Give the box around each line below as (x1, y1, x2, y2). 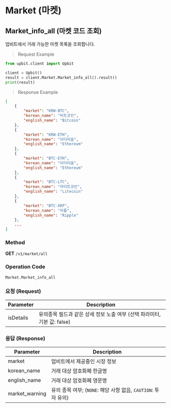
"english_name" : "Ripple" (23, 213, 79, 218)
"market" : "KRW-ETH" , (23, 132, 70, 137)
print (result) (5, 80, 36, 85)
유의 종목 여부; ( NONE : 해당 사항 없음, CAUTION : (51, 387, 154, 394)
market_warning (8, 390, 47, 397)
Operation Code (5, 263, 46, 270)
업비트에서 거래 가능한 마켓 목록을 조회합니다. (5, 41, 95, 47)
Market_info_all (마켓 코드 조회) (5, 27, 102, 35)
